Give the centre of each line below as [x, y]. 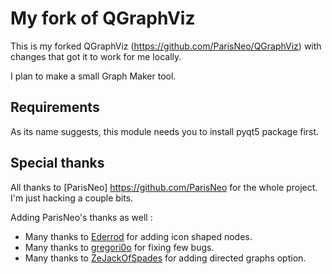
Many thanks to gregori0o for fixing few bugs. [119, 247]
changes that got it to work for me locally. [96, 56]
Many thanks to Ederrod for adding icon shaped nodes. [138, 236]
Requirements [55, 107]
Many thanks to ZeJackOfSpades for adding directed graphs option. [165, 258]
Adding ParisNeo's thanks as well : [81, 217]
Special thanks [57, 163]
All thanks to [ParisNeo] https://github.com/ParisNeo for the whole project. [164, 187]
